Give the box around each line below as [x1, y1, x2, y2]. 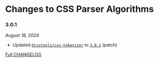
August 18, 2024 [5, 32, 39, 38]
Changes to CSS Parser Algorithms [5, 3, 154, 15]
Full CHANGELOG [5, 52, 42, 58]
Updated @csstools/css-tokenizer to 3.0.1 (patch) [12, 42, 117, 48]
